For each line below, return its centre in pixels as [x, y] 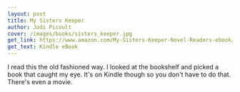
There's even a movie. [40, 82]
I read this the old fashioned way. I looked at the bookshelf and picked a [113, 67]
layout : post [27, 14]
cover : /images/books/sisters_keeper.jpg [70, 34]
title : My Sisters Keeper [46, 21]
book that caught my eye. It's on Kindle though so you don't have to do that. [119, 74]
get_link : [22, 40]
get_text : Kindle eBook [43, 47]
